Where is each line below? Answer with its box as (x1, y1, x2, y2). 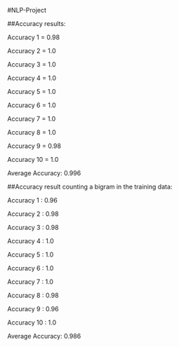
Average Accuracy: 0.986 (7, 332, 81, 340)
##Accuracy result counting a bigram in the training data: (7, 182, 173, 191)
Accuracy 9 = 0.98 (7, 142, 62, 150)
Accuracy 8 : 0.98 (7, 291, 59, 299)
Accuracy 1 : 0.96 (7, 196, 58, 204)
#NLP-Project (7, 6, 47, 14)
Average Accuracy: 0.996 (7, 169, 81, 177)
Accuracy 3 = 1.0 (7, 60, 56, 69)
